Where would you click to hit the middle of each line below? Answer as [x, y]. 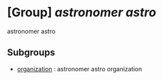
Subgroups [31, 53]
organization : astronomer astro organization [79, 68]
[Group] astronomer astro [82, 13]
